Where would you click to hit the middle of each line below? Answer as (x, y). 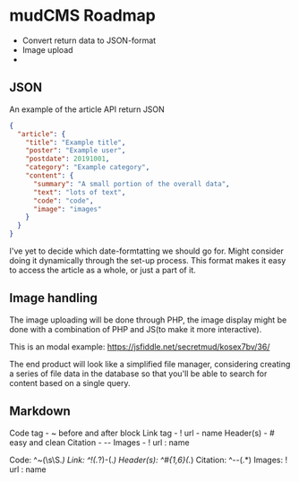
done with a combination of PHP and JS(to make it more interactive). (136, 329)
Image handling (54, 298)
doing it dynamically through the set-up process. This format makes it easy (148, 260)
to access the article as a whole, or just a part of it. (103, 270)
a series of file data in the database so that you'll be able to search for (138, 374)
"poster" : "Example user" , (76, 151)
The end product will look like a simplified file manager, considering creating (150, 364)
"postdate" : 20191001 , (68, 159)
